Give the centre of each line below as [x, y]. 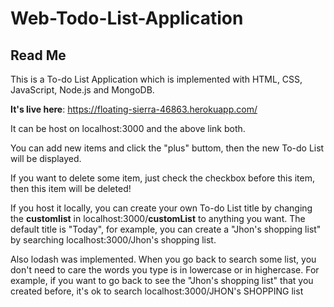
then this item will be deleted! [71, 188]
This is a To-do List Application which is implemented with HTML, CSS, [156, 79]
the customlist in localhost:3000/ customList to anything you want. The [158, 218]
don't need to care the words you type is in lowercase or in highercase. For [165, 270]
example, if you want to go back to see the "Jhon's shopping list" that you [162, 280]
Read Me [38, 55]
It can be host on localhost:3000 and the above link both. [128, 128]
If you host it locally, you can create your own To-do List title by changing [161, 208]
